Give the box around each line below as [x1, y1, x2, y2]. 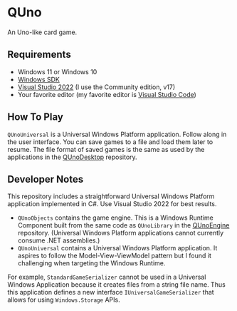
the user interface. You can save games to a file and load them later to [7, 137, 214, 146]
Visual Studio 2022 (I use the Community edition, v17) [17, 83, 176, 91]
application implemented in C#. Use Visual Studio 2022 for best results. [7, 200, 217, 208]
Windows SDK [17, 75, 60, 83]
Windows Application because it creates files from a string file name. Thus [7, 280, 226, 289]
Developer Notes [7, 173, 84, 185]
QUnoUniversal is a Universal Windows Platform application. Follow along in [7, 130, 227, 138]
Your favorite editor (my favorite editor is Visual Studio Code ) [17, 90, 197, 98]
